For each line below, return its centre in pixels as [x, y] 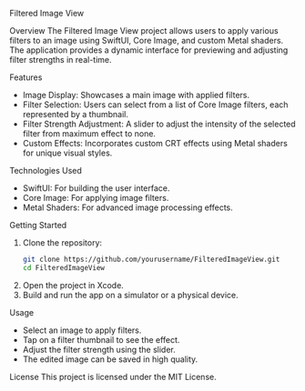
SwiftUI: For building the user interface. [96, 188]
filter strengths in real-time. [61, 60]
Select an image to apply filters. [82, 330]
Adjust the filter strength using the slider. [99, 349]
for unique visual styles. [67, 153]
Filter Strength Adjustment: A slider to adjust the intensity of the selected [159, 124]
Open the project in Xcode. [73, 285]
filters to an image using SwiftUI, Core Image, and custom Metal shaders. [147, 40]
